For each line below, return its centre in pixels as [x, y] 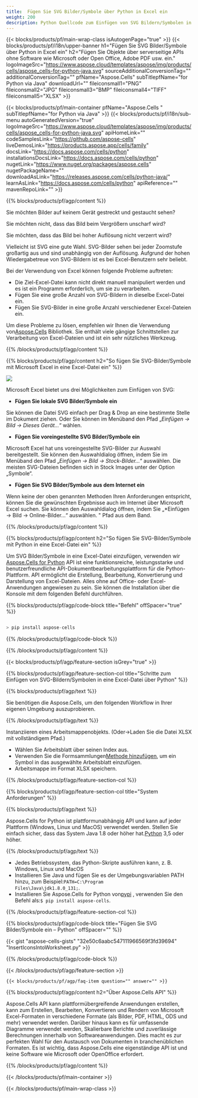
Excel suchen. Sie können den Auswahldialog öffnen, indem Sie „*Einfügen [98, 509]
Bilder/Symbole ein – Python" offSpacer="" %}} [64, 930]
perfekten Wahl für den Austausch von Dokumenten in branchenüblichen [95, 1042]
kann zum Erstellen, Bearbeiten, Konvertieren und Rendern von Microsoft [95, 1010]
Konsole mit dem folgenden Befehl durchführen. [64, 594]
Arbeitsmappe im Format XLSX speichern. [66, 769]
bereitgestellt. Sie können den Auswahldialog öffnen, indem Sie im [87, 454]
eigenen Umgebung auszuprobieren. [51, 709]
